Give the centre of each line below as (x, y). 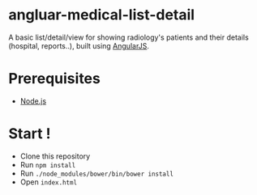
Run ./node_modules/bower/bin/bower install (97, 173)
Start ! (30, 134)
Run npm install (48, 164)
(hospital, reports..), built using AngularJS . (79, 45)
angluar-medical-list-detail (102, 15)
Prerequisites (55, 79)
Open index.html (49, 182)
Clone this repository (55, 156)
